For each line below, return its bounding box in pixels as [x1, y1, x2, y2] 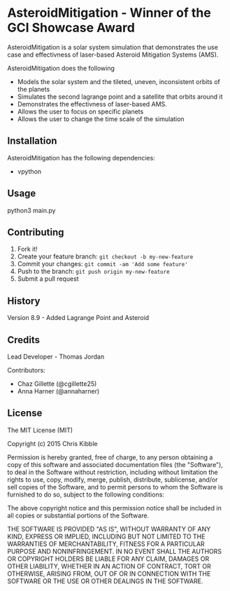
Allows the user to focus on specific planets [17, 107, 144, 116]
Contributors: [7, 366, 45, 374]
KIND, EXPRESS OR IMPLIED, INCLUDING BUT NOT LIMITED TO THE [7, 532, 206, 541]
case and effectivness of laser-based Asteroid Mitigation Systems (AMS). [7, 50, 219, 59]
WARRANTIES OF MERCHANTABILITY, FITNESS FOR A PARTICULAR [7, 539, 205, 548]
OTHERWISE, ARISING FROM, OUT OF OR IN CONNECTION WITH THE [7, 569, 211, 578]
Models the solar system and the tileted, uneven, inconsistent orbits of [17, 77, 220, 85]
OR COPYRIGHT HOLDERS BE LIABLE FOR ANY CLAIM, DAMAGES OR [7, 555, 210, 563]
